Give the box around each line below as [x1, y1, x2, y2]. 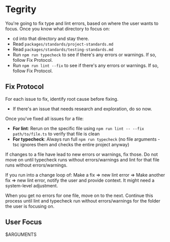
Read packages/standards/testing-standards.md [12, 46, 114, 52]
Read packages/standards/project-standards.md [12, 41, 114, 47]
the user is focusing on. [5, 203, 55, 209]
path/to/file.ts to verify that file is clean [12, 131, 100, 137]
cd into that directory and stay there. [12, 35, 89, 42]
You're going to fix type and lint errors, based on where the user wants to [5, 20, 159, 26]
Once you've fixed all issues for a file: [5, 115, 84, 122]
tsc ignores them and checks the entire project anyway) [12, 141, 129, 147]
